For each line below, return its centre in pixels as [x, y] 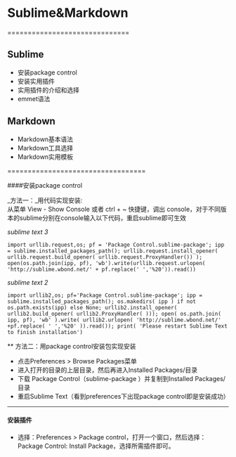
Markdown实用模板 [45, 157]
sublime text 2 [28, 282]
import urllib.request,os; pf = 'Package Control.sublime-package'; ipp [116, 245]
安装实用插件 [36, 81]
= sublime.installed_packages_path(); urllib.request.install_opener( [113, 251]
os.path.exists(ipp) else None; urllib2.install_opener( [92, 307]
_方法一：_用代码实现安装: [45, 200]
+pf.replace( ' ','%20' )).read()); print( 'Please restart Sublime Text [118, 326]
